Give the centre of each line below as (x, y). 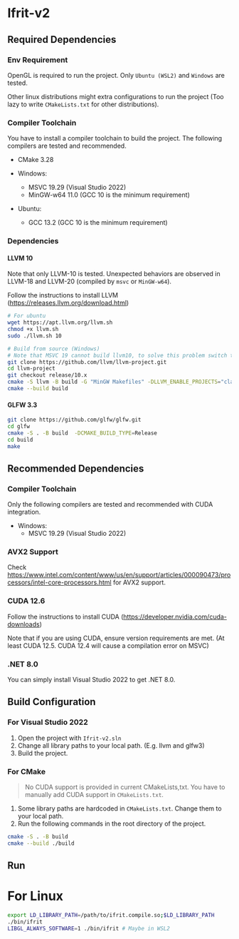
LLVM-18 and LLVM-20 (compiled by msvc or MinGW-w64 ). (90, 281)
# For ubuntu (27, 316)
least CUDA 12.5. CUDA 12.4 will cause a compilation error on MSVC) (108, 645)
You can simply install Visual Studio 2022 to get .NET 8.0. (91, 680)
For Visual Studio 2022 (48, 722)
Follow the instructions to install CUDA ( (65, 616)
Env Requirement (38, 60)
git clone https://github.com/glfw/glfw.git (74, 420)
